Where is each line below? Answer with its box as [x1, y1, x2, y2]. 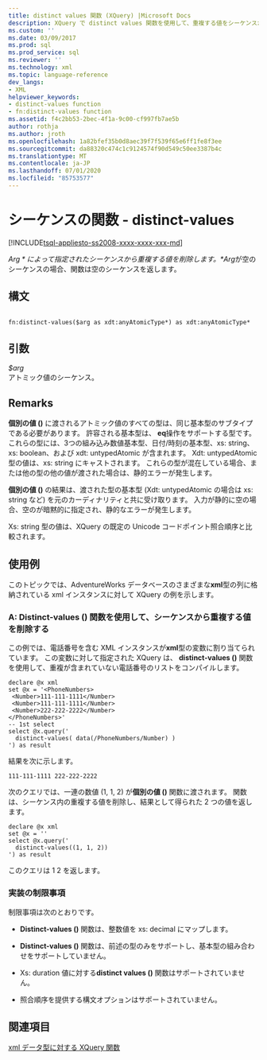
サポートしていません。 [33, 951, 110, 961]
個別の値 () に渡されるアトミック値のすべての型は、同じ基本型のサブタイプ [8, 418, 253, 428]
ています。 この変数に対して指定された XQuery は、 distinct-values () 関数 [8, 653, 253, 662]
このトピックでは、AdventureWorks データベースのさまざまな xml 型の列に [8, 580, 251, 589]
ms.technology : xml [8, 64, 73, 72]
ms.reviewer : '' [8, 56, 62, 64]
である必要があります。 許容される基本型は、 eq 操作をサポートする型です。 [8, 429, 257, 438]
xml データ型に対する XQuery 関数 [8, 1043, 121, 1052]
